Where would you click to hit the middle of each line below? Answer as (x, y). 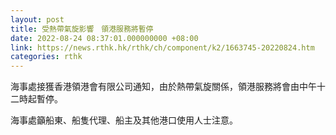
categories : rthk (46, 57)
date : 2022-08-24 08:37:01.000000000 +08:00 (104, 38)
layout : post (37, 19)
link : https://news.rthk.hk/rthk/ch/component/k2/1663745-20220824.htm (162, 47)
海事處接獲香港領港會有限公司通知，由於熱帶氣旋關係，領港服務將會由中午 (163, 87)
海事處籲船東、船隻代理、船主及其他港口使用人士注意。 (124, 120)
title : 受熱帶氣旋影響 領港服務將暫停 (82, 29)
